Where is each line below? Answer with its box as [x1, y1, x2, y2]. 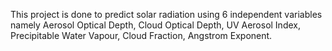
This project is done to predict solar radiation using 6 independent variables [10, 9, 323, 20]
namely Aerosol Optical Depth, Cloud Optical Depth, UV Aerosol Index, [10, 19, 301, 31]
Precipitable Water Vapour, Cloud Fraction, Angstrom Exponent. [10, 30, 273, 41]
